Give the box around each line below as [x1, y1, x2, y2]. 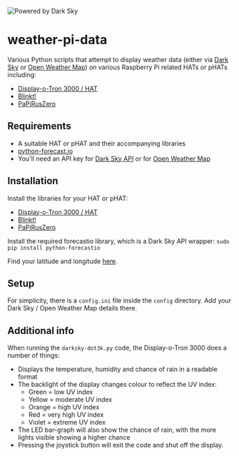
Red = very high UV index [28, 410, 104, 419]
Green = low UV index [28, 387, 93, 396]
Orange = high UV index [28, 403, 100, 412]
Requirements [7, 120, 71, 132]
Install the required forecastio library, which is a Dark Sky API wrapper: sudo [7, 236, 230, 245]
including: [7, 70, 37, 78]
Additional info [7, 325, 75, 337]
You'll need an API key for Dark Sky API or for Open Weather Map [17, 154, 210, 163]
